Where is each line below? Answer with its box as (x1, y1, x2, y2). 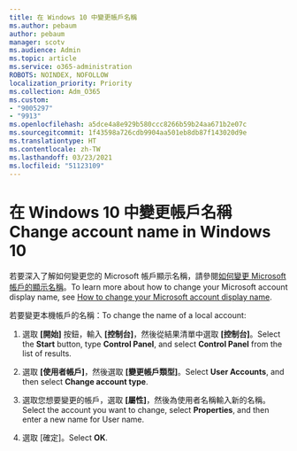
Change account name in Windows (9, 222, 271, 242)
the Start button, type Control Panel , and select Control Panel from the (21, 338, 283, 350)
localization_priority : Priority (9, 79, 133, 88)
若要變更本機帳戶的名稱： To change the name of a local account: (9, 310, 247, 321)
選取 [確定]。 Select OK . (21, 432, 109, 443)
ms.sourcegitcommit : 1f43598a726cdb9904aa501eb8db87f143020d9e (9, 128, 247, 137)
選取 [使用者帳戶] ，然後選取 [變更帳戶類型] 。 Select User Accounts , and (21, 367, 285, 377)
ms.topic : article (9, 54, 77, 63)
